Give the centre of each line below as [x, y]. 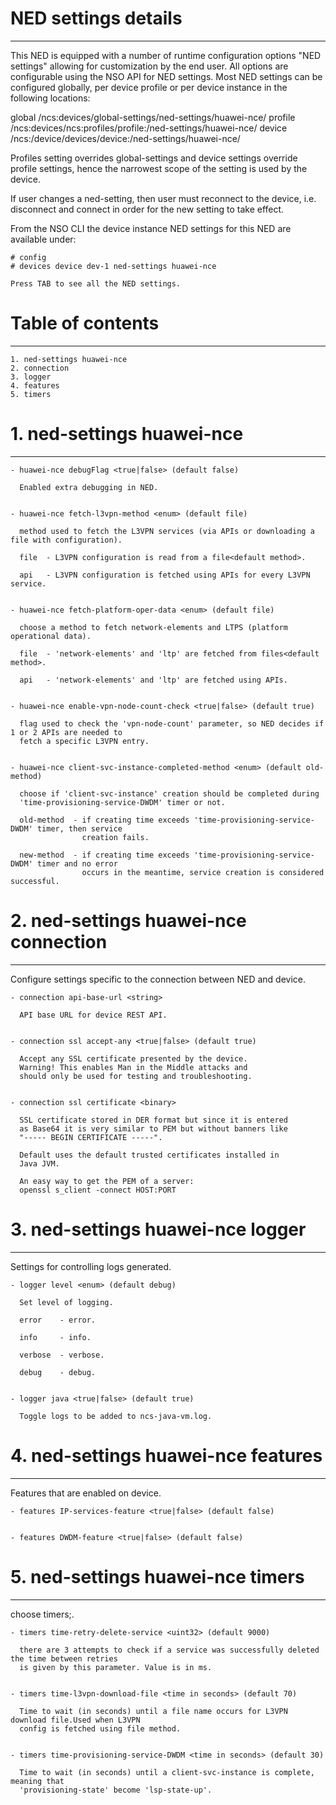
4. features [35, 385]
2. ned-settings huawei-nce [128, 921]
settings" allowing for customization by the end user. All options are [149, 66]
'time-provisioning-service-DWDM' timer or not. [122, 802]
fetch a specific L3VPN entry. [84, 741]
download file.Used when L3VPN [75, 1720]
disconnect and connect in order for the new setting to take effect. [147, 209]
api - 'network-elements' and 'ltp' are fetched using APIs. [153, 680]
